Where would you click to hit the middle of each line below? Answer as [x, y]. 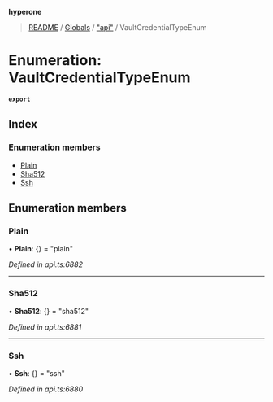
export [19, 99]
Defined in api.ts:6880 [46, 389]
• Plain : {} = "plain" [41, 249]
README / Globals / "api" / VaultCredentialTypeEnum [117, 27]
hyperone [25, 12]
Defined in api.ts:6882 [46, 264]
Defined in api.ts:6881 [45, 327]
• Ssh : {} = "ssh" [37, 373]
